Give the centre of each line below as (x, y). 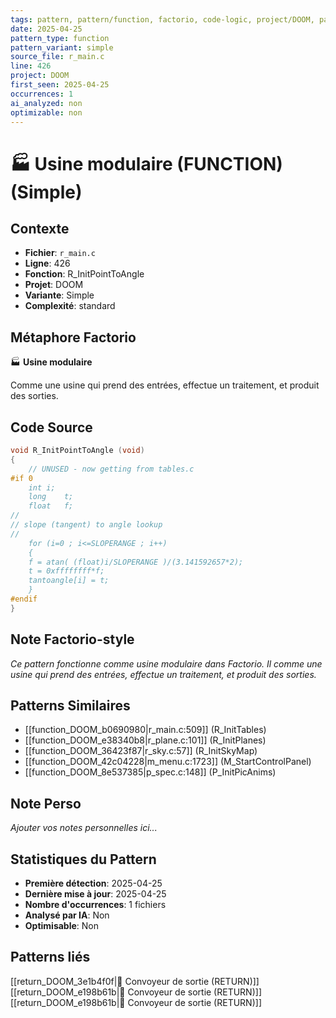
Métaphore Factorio (73, 337)
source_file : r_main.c (57, 57)
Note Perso (46, 803)
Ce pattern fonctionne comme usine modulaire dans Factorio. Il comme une (166, 663)
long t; (51, 497)
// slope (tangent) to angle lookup (86, 525)
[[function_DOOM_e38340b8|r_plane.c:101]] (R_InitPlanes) (145, 740)
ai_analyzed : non (46, 103)
